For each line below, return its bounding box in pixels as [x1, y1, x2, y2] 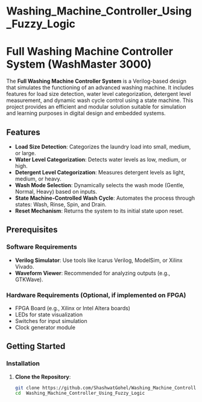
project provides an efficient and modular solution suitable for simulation [6, 103, 186, 110]
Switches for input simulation [14, 317, 87, 324]
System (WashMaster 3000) [6, 57, 152, 71]
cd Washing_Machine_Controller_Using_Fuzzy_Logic [14, 391, 145, 397]
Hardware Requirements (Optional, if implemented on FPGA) [6, 291, 186, 299]
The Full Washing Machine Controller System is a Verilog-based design [6, 77, 187, 85]
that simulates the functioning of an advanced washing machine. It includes [6, 84, 194, 91]
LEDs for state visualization [14, 311, 83, 318]
